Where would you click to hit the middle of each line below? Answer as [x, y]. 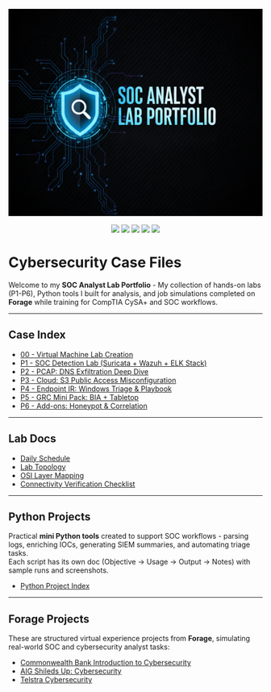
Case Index [37, 335]
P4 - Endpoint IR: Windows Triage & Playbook [96, 389]
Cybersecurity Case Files [95, 263]
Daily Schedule [45, 458]
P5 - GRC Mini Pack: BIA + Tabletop [79, 397]
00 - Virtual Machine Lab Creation [77, 354]
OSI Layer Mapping [52, 475]
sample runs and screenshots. [58, 570]
